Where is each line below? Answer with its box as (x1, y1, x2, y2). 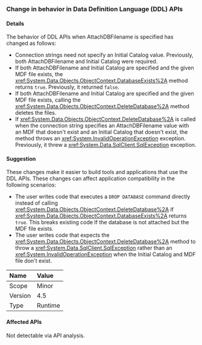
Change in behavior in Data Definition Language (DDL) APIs (6, 5, 183, 13)
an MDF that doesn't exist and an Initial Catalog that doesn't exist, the (14, 129, 188, 136)
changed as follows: (6, 40, 56, 47)
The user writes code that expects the (14, 231, 110, 239)
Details (6, 20, 25, 27)
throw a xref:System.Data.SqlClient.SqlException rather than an (14, 244, 173, 252)
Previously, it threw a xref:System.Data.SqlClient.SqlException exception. (14, 141, 197, 149)
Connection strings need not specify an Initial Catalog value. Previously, (14, 51, 194, 59)
